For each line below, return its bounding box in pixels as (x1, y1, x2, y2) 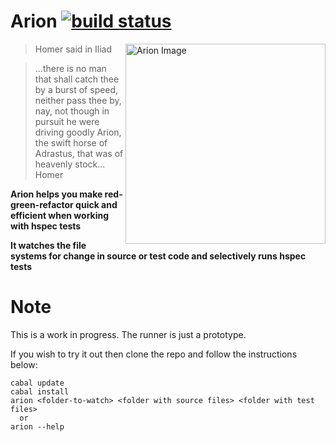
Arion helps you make (10, 188, 103, 200)
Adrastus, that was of (34, 147, 124, 159)
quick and (75, 198, 118, 210)
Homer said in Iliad (34, 43, 112, 55)
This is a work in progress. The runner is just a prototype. (10, 328, 247, 340)
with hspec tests (10, 220, 82, 232)
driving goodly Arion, (34, 126, 122, 138)
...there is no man (34, 62, 107, 74)
